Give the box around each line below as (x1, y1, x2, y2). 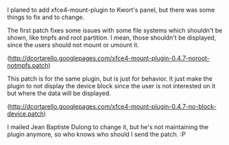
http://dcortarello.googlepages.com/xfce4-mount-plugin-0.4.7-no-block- (9, 103, 217, 110)
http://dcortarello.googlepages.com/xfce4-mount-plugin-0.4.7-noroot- (9, 54, 210, 62)
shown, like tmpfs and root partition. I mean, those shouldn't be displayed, (7, 34, 217, 42)
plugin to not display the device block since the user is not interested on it (7, 82, 216, 90)
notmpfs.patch (7, 62, 49, 69)
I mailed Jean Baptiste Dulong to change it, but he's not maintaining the (7, 123, 209, 131)
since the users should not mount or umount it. (7, 41, 139, 49)
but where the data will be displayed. (7, 89, 111, 97)
